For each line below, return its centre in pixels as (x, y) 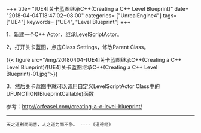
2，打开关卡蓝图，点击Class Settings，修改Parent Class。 (78, 47)
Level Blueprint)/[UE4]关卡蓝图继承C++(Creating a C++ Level (82, 67)
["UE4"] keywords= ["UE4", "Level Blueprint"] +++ (68, 22)
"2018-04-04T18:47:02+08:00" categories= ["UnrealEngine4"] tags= (92, 16)
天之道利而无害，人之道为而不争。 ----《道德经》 (60, 125)
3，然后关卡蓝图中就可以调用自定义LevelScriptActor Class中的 (83, 86)
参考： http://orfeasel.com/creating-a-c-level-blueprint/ (74, 106)
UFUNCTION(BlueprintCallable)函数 (50, 94)
